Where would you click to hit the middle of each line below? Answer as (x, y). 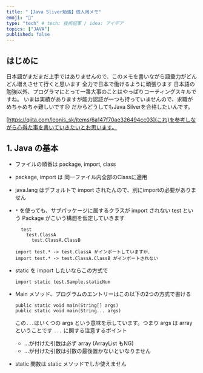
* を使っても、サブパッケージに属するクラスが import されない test (98, 210)
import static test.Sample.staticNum (63, 282)
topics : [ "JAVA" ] (28, 29)
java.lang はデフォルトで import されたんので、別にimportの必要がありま (106, 190)
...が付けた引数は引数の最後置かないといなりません (88, 351)
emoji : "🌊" (20, 18)
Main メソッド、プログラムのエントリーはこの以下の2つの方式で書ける (103, 294)
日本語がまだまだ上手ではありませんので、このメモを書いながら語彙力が (96, 76)
